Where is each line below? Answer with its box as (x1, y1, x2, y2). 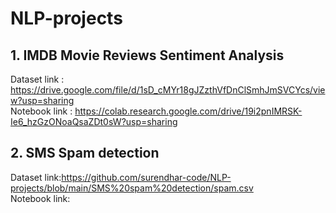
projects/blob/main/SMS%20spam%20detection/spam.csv (10, 182, 254, 194)
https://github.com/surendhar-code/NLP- (61, 171, 232, 183)
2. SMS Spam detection (10, 145, 160, 162)
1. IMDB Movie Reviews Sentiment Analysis (10, 47, 285, 64)
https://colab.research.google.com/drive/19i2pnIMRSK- (74, 105, 303, 117)
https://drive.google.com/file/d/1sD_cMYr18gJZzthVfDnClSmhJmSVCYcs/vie (10, 84, 326, 96)
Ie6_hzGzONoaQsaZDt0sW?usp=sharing (10, 116, 178, 127)
